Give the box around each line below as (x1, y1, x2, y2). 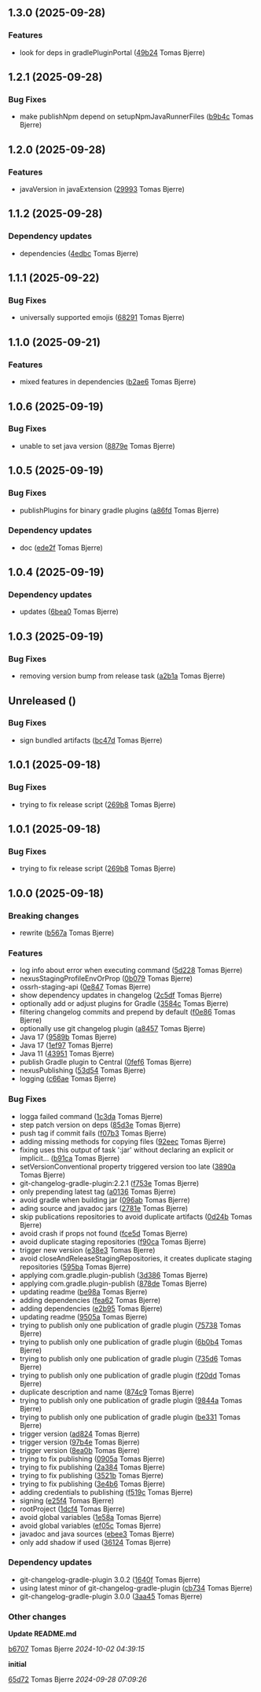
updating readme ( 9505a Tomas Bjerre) (19, 1312, 148, 1321)
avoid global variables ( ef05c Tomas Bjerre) (19, 1521, 161, 1530)
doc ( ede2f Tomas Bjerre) (19, 542, 104, 552)
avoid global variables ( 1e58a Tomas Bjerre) (19, 1512, 162, 1521)
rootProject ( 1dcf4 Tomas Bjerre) (19, 1504, 126, 1514)
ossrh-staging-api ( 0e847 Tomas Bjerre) (19, 982, 151, 992)
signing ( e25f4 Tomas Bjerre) (19, 1496, 115, 1505)
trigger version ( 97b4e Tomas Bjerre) (19, 1437, 140, 1447)
